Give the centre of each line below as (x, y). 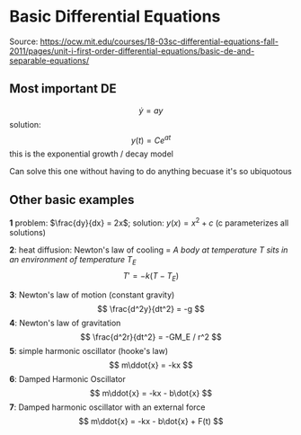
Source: (24, 41)
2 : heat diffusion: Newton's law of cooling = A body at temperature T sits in (149, 250)
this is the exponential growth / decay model (91, 154)
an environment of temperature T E (73, 260)
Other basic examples (72, 200)
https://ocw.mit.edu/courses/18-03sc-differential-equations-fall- (159, 41)
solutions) (28, 232)
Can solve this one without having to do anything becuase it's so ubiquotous (150, 172)
